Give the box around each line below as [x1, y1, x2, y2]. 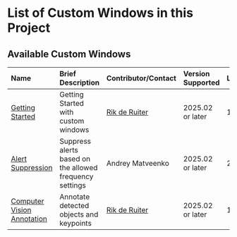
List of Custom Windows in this [7, 5, 194, 21]
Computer [11, 196, 44, 206]
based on [59, 154, 91, 164]
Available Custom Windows [7, 48, 131, 60]
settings [59, 181, 87, 190]
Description [59, 78, 100, 87]
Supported [183, 78, 220, 87]
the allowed [59, 163, 98, 172]
